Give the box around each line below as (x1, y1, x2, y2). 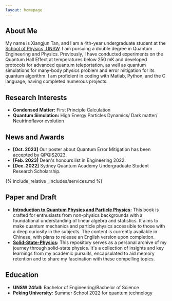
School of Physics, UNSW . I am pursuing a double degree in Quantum (5, 46, 152, 52)
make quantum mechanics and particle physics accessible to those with (12, 223, 165, 229)
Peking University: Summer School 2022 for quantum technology (12, 290, 153, 296)
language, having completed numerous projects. (5, 78, 108, 85)
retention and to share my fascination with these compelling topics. (12, 255, 155, 262)
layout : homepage (5, 7, 43, 13)
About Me (5, 27, 37, 35)
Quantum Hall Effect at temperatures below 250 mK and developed (5, 57, 147, 63)
